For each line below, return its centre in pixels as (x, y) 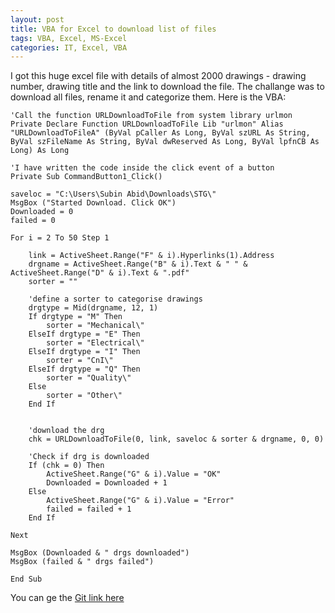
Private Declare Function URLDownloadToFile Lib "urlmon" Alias (147, 124)
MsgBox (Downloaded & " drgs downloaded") (100, 553)
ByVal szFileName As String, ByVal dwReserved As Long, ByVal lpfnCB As (165, 142)
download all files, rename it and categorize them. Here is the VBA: (148, 97)
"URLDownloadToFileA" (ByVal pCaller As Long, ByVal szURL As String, (160, 133)
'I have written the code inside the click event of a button (142, 168)
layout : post (37, 19)
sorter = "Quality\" (89, 378)
